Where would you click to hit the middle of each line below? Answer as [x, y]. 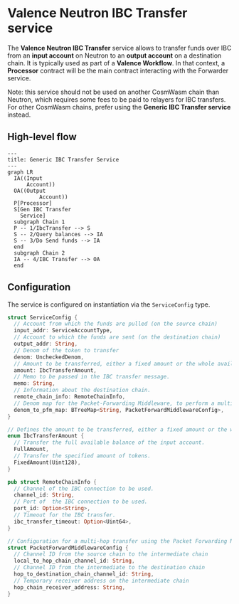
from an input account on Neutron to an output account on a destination [115, 55]
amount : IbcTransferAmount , [55, 370]
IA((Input [28, 178]
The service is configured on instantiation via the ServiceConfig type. [109, 304]
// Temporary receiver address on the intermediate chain [102, 581]
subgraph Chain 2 [39, 253]
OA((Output [30, 191]
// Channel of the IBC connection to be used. [84, 489]
